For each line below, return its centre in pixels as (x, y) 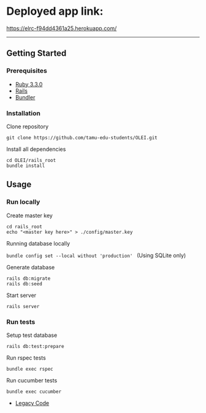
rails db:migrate (29, 278)
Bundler (25, 97)
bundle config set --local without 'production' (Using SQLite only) (96, 255)
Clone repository (28, 126)
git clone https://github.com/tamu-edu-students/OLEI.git (82, 137)
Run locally (23, 202)
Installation (24, 113)
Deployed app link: (55, 11)
